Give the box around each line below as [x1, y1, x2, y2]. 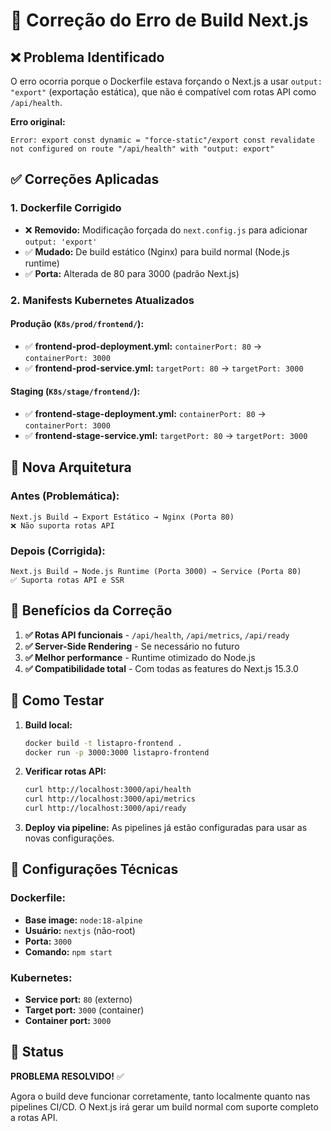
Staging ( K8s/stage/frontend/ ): [10, 385, 141, 398]
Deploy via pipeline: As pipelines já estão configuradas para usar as [24, 822, 308, 833]
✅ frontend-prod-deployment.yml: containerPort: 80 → [24, 340, 263, 352]
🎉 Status [10, 1044, 65, 1061]
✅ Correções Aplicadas [10, 171, 160, 188]
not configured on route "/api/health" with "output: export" [10, 144, 275, 154]
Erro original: [10, 116, 66, 128]
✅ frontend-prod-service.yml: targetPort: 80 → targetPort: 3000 [24, 362, 304, 374]
